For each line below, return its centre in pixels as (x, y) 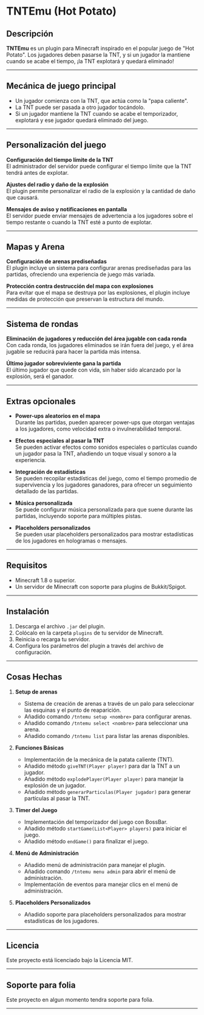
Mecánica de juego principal (61, 86)
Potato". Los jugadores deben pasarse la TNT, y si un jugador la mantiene (98, 55)
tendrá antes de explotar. (38, 172)
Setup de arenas (36, 692)
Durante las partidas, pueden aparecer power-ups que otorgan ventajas (105, 423)
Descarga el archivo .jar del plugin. (60, 626)
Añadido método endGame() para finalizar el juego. (87, 841)
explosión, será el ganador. (40, 376)
